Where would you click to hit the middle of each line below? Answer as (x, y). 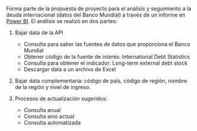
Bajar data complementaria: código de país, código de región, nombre (101, 81)
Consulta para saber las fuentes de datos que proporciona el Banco (107, 44)
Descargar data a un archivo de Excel (70, 69)
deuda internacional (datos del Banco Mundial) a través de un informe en (96, 15)
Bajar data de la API (39, 33)
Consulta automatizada (52, 123)
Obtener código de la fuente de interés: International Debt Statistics (107, 57)
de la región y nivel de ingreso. (53, 87)
